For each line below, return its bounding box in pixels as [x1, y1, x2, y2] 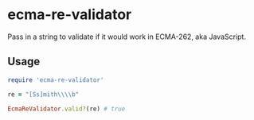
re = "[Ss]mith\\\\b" [7, 90, 80, 99]
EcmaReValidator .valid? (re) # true [7, 105, 126, 113]
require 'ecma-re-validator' [7, 75, 104, 84]
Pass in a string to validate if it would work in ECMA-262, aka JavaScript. [7, 32, 246, 41]
